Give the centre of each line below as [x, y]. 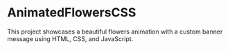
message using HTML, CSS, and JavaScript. [70, 38]
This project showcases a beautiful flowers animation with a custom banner [115, 32]
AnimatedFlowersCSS [72, 13]
